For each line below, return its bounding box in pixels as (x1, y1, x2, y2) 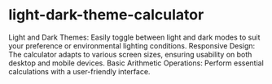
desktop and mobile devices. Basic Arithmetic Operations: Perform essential (8, 58, 265, 68)
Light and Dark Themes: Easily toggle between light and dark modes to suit (8, 32, 261, 42)
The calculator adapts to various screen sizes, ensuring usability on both (8, 49, 252, 59)
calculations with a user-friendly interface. (8, 66, 151, 76)
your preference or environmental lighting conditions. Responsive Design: (8, 40, 256, 50)
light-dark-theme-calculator (8, 6, 204, 24)
